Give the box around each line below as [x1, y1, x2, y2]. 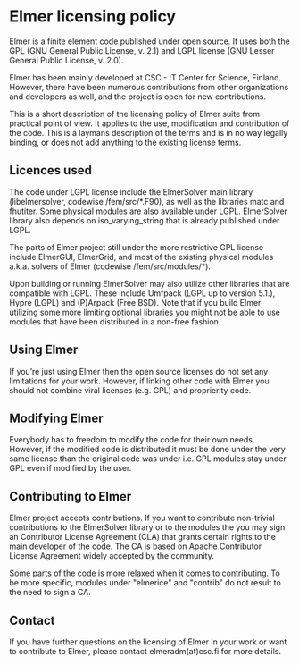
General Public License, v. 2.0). [9, 55, 124, 65]
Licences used [9, 163, 92, 178]
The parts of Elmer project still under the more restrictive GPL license [9, 241, 264, 252]
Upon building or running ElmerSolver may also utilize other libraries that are [9, 278, 290, 289]
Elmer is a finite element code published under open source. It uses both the [9, 36, 290, 46]
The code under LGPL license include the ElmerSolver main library [9, 186, 253, 198]
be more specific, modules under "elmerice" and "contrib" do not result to [9, 577, 281, 588]
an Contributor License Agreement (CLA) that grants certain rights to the [9, 532, 277, 543]
